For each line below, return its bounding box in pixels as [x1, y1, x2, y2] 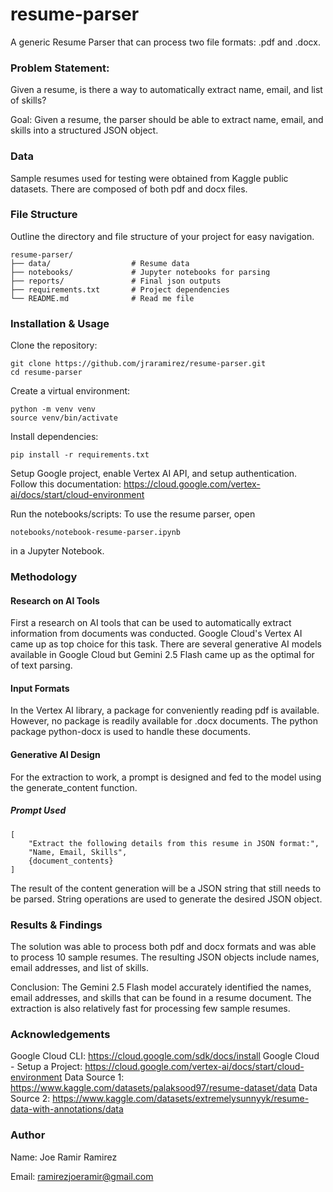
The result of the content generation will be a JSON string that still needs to [10, 882, 322, 894]
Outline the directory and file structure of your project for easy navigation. [10, 230, 315, 242]
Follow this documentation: [10, 478, 122, 490]
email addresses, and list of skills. [10, 961, 150, 973]
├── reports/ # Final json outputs [10, 276, 222, 286]
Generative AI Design [10, 749, 101, 761]
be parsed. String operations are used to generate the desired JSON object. [10, 893, 323, 905]
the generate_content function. [10, 781, 138, 793]
